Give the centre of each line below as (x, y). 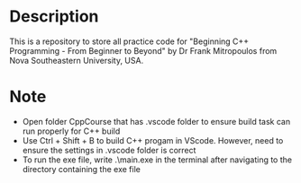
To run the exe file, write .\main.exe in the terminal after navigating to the (157, 160)
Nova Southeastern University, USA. (77, 60)
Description (54, 17)
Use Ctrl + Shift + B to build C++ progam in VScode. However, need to (153, 140)
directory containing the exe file (82, 169)
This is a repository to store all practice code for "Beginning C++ (129, 41)
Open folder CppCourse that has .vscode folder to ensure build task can (156, 121)
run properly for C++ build (71, 131)
